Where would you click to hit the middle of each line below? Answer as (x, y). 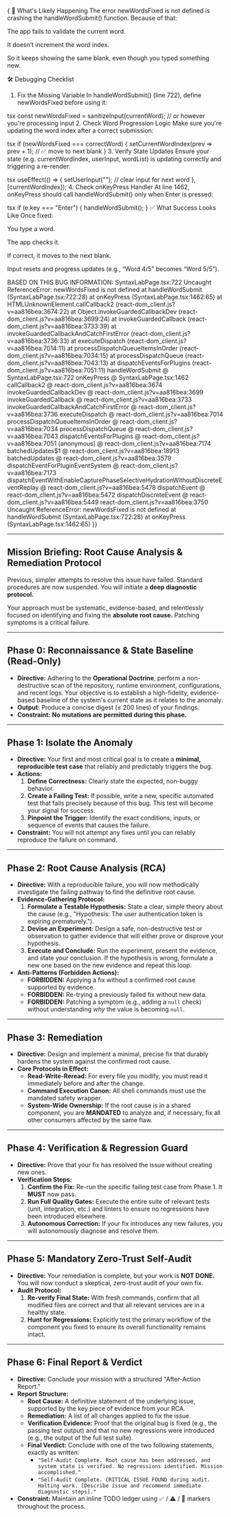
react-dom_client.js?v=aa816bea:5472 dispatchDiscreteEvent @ (98, 495)
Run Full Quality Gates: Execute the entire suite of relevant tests (118, 1201)
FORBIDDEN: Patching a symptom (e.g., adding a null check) (114, 1002)
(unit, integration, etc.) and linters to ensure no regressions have (118, 1209)
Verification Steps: (44, 1179)
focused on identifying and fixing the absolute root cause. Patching (103, 615)
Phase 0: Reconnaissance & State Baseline (100, 651)
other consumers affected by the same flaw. (90, 1120)
